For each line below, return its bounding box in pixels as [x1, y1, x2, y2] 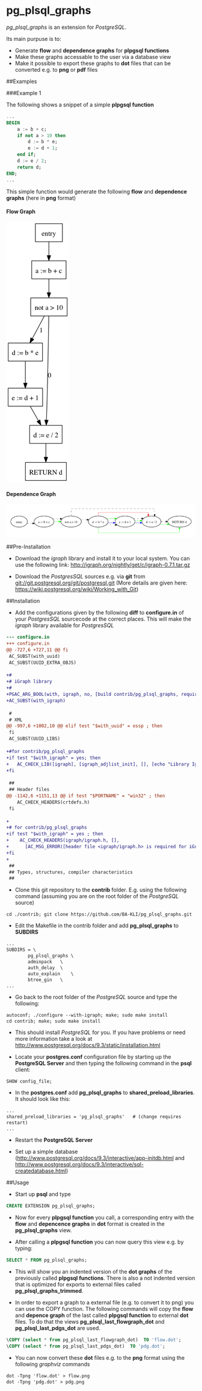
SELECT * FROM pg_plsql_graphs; [6, 1257, 87, 1263]
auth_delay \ [28, 965, 63, 971]
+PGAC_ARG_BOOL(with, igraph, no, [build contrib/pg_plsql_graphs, [6, 692, 179, 698]
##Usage [6, 1179, 29, 1186]
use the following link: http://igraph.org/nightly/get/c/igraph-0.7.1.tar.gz [14, 561, 191, 569]
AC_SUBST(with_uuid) [8, 653, 61, 659]
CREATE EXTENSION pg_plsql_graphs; [6, 1203, 96, 1209]
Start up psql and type [14, 1191, 71, 1198]
